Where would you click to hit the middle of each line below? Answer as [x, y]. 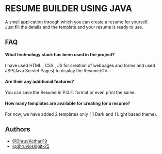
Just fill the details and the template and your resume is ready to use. [74, 27]
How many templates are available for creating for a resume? [68, 103]
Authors [18, 130]
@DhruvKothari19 [30, 141]
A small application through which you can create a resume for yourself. [77, 22]
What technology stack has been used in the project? [60, 54]
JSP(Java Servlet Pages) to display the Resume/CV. [57, 70]
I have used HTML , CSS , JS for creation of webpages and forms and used [80, 65]
